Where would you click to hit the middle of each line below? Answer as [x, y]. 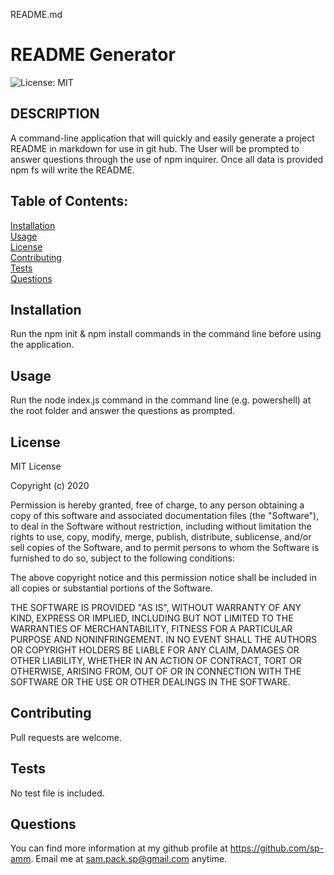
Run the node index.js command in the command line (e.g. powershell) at [161, 400]
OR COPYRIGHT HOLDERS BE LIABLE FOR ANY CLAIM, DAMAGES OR [155, 650]
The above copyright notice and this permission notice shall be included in [163, 577]
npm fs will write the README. [72, 170]
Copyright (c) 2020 [50, 485]
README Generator [93, 55]
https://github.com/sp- [277, 848]
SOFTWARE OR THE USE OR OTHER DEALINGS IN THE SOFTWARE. [150, 682]
